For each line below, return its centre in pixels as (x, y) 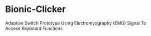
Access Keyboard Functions (34, 28)
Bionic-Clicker (35, 9)
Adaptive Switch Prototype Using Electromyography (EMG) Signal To (76, 23)
